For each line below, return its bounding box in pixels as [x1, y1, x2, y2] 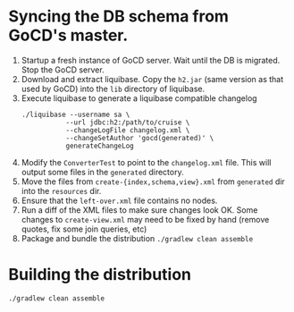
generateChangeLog [65, 141, 135, 150]
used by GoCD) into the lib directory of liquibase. [21, 83, 206, 94]
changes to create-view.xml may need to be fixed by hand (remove [21, 214, 270, 224]
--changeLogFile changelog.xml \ [65, 125, 190, 135]
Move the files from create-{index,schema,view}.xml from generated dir [21, 176, 285, 187]
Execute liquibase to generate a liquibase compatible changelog [21, 92, 257, 104]
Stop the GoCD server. [21, 64, 105, 75]
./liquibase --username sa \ [21, 110, 130, 119]
